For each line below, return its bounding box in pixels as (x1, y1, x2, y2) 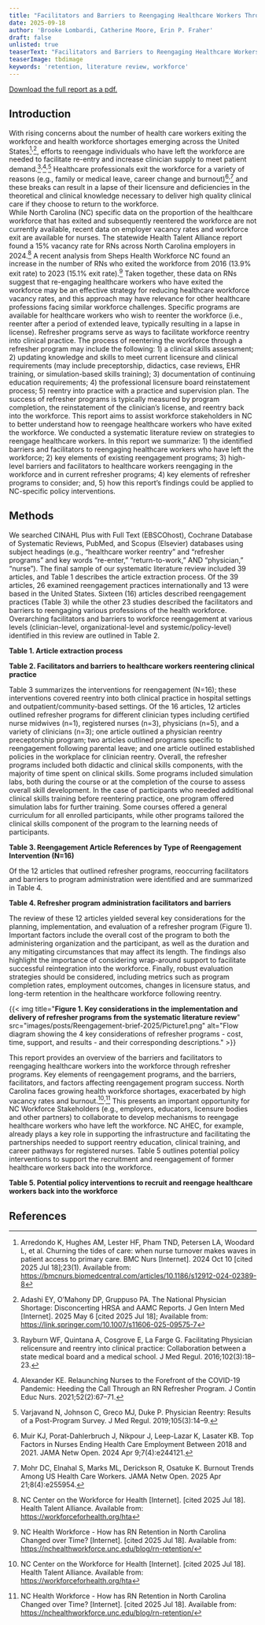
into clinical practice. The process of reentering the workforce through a (9, 336, 243, 345)
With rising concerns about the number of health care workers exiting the (9, 128, 247, 138)
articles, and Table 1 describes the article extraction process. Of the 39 (9, 572, 239, 582)
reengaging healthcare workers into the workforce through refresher (9, 1061, 231, 1070)
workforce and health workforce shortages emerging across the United (9, 136, 240, 146)
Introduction (9, 107, 72, 121)
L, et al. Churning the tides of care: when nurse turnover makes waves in (20, 1246, 256, 1255)
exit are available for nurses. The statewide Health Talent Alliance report (9, 232, 243, 242)
